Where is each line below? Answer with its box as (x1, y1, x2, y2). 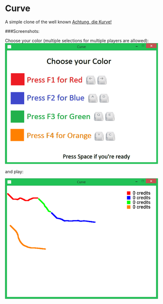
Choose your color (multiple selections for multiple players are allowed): (5, 37, 149, 44)
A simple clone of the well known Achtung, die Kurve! (5, 19, 112, 25)
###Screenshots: (5, 28, 40, 34)
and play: (5, 168, 24, 174)
